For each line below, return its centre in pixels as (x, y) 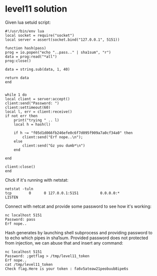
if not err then (21, 116)
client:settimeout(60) (28, 107)
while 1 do (16, 95)
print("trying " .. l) (36, 120)
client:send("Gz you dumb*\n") (54, 146)
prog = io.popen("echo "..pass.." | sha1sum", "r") (58, 52)
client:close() (20, 167)
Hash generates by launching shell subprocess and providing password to (79, 232)
